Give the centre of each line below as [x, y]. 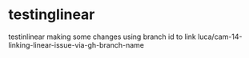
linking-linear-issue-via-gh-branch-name [76, 44]
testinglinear [52, 15]
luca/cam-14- [220, 37]
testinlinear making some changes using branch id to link [102, 37]
